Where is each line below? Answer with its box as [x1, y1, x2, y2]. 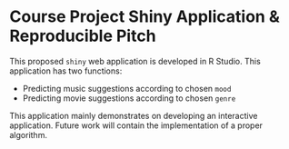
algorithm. [9, 129, 48, 140]
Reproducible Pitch [9, 25, 156, 46]
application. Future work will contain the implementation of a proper [9, 120, 264, 131]
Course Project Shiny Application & [9, 6, 280, 27]
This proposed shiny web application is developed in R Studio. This [9, 55, 261, 66]
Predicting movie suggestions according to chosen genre [22, 93, 236, 104]
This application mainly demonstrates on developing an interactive [9, 110, 258, 121]
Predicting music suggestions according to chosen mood [22, 83, 232, 94]
